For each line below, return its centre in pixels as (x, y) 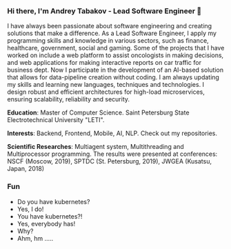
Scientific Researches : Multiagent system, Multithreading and (96, 147)
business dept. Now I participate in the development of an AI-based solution (115, 70)
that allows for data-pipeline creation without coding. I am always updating (113, 77)
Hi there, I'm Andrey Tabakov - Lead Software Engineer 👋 (104, 11)
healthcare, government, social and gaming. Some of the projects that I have (116, 48)
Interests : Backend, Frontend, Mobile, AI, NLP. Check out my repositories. (112, 133)
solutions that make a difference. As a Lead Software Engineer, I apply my (112, 33)
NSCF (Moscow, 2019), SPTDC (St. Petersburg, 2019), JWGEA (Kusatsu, (110, 161)
